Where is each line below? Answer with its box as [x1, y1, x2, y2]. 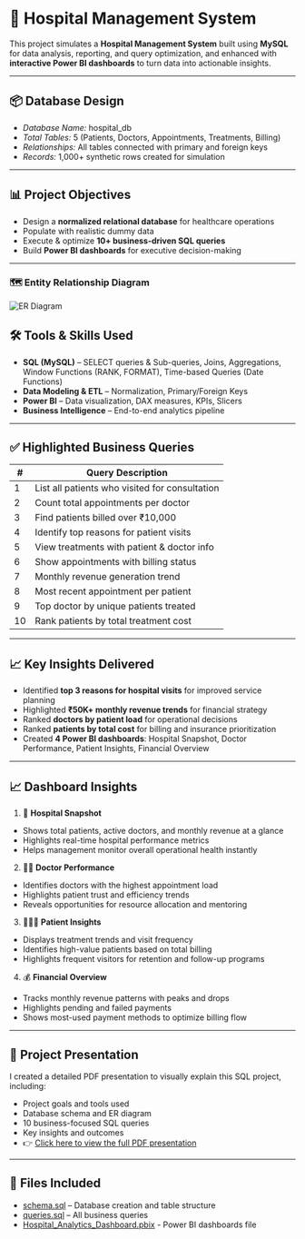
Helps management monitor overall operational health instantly [22, 845, 258, 856]
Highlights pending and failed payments [22, 1003, 172, 1014]
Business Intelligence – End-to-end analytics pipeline [22, 404, 225, 416]
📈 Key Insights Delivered [9, 656, 154, 671]
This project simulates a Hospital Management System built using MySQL [9, 38, 289, 49]
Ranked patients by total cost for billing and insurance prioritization [22, 724, 277, 735]
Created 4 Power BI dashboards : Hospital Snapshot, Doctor [22, 733, 248, 744]
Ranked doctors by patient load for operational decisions [22, 714, 238, 725]
